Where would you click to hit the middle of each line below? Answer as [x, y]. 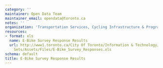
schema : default [21, 54]
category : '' [18, 9]
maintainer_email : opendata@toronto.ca [45, 18]
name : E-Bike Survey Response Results [49, 41]
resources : [16, 32]
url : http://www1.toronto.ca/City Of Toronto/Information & [71, 45]
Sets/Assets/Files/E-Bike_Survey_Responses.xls [63, 49]
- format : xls [19, 36]
